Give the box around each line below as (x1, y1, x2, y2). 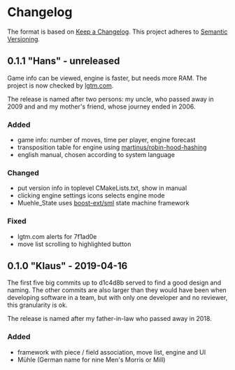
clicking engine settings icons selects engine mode (17, 191, 165, 200)
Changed (7, 167, 40, 177)
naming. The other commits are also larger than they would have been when (7, 286, 227, 294)
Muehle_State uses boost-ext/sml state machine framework (17, 199, 190, 207)
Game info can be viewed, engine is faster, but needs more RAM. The (7, 74, 208, 82)
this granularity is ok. (7, 301, 68, 309)
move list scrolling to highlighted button (17, 240, 131, 248)
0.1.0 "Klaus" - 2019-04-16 (7, 260, 128, 272)
